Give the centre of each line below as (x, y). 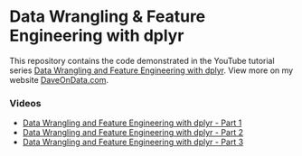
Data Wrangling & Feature (108, 17)
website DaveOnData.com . (59, 79)
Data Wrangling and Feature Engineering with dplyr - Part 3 (133, 142)
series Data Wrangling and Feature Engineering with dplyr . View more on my (151, 70)
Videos (25, 103)
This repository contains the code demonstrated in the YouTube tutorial (142, 60)
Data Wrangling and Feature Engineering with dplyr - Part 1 (132, 123)
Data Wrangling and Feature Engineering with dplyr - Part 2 (133, 133)
